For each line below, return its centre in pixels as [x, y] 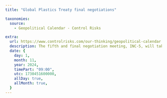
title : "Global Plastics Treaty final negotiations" [61, 10]
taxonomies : [17, 19]
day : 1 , [22, 55]
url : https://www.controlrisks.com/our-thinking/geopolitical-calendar [85, 42]
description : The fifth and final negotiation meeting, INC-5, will [82, 46]
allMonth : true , [31, 83]
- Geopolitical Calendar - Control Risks [57, 28]
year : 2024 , [26, 65]
